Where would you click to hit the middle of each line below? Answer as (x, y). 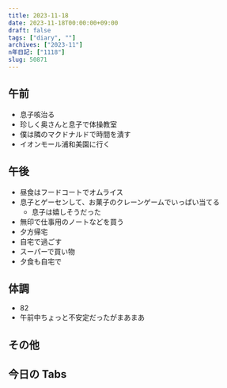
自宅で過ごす (40, 242)
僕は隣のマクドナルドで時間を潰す (75, 134)
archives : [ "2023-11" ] (45, 45)
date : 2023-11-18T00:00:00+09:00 (63, 23)
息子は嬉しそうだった (66, 211)
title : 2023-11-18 (38, 15)
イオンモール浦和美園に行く (65, 144)
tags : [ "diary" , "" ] (42, 38)
